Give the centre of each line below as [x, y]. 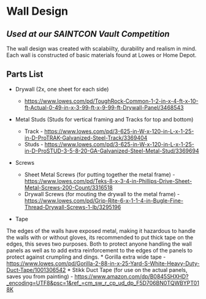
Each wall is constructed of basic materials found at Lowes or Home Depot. [101, 55]
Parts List [25, 74]
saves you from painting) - [40, 276]
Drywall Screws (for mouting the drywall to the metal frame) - [102, 194]
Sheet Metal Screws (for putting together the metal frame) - [100, 174]
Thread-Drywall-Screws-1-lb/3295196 [73, 207]
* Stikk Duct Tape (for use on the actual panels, [127, 270]
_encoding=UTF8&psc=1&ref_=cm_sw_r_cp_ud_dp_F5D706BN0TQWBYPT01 [103, 282]
